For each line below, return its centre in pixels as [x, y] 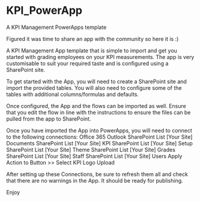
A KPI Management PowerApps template [56, 27]
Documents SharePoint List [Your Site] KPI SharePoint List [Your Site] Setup [100, 143]
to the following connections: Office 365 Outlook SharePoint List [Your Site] [99, 137]
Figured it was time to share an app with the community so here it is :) [92, 39]
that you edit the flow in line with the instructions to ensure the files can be [98, 112]
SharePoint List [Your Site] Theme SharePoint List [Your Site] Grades [91, 150]
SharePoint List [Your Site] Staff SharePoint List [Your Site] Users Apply [94, 156]
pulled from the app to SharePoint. [49, 119]
